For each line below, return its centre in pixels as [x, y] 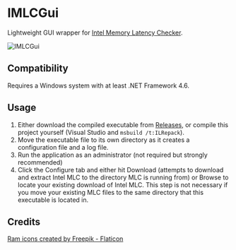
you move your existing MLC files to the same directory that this [110, 192]
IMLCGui [33, 13]
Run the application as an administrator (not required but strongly [113, 155]
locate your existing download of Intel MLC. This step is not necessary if [123, 184]
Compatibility [38, 69]
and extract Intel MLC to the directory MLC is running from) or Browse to [123, 177]
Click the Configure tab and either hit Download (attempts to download [120, 169]
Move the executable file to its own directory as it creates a [104, 140]
